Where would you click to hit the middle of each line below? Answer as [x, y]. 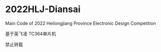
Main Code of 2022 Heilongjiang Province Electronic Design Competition [80, 23]
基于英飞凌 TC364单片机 [31, 33]
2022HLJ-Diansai [43, 9]
